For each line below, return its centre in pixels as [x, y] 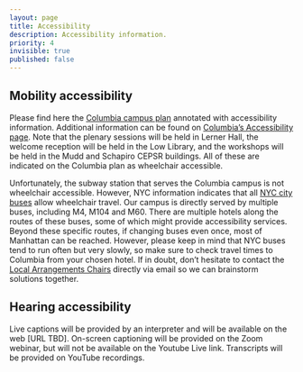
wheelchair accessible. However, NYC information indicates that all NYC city [151, 192]
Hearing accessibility [70, 307]
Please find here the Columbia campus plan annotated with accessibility [143, 117]
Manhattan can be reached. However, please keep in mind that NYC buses [147, 240]
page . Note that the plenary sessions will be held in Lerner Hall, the [134, 137]
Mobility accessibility [71, 96]
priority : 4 [32, 43]
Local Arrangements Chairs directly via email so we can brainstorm [134, 269]
